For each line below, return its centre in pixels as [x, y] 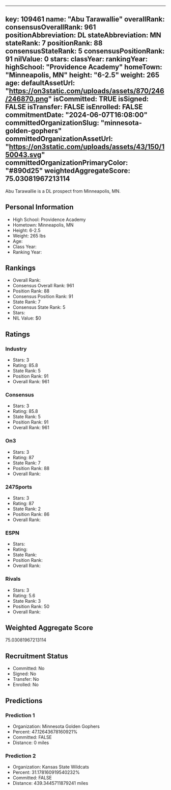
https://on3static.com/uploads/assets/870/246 [87, 91]
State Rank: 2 [27, 509]
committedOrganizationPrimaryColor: [67, 163]
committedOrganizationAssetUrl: [59, 139]
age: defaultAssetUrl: [40, 83]
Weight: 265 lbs [29, 236]
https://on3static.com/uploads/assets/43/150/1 [87, 147]
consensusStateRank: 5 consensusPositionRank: [85, 51]
